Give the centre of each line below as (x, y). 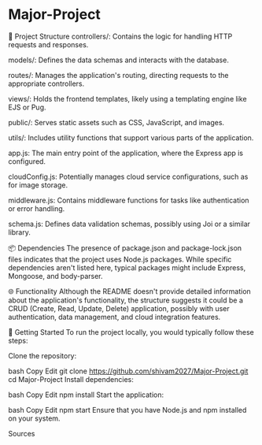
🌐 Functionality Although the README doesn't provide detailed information (130, 291)
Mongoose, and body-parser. (56, 276)
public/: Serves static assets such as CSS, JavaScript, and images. (116, 122)
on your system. (34, 418)
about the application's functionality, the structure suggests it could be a (126, 300)
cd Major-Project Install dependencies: (71, 379)
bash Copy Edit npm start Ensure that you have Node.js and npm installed (127, 410)
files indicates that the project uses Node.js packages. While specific (120, 259)
